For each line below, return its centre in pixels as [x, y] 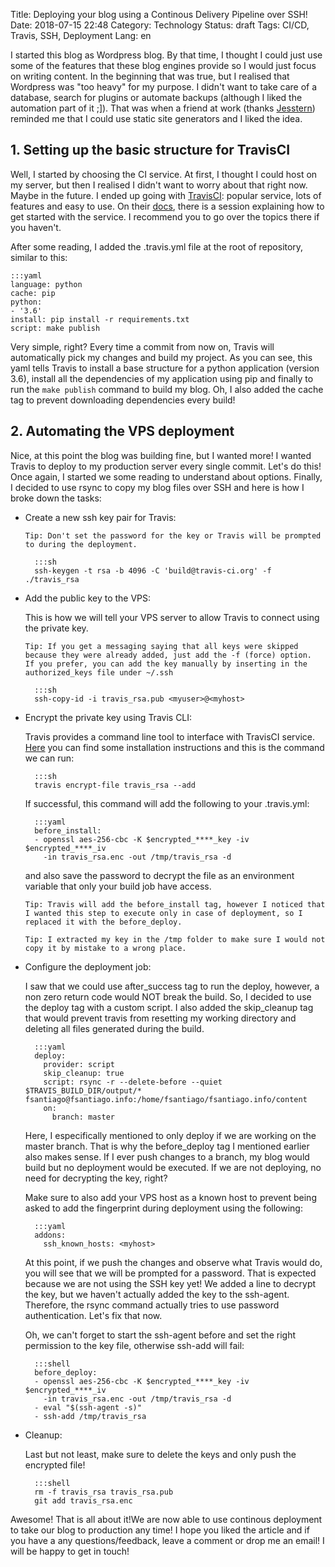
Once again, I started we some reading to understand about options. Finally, [166, 476]
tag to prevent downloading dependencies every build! [123, 400]
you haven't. [36, 227]
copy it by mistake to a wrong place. [105, 948]
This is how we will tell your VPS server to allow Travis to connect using [172, 617]
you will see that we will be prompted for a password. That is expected [170, 1273]
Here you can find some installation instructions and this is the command [174, 747]
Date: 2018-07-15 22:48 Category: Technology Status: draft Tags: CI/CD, [160, 25]
